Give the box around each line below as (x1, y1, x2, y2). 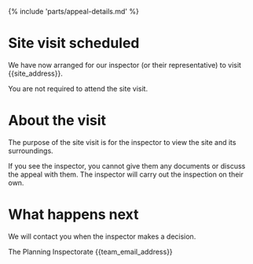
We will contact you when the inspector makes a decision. (8, 232, 196, 241)
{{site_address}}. (8, 69, 63, 78)
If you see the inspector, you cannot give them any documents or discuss (8, 161, 246, 170)
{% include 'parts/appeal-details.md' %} (8, 7, 139, 16)
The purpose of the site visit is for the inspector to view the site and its (8, 137, 236, 147)
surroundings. (8, 146, 53, 155)
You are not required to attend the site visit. (8, 84, 148, 93)
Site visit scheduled (8, 35, 140, 52)
